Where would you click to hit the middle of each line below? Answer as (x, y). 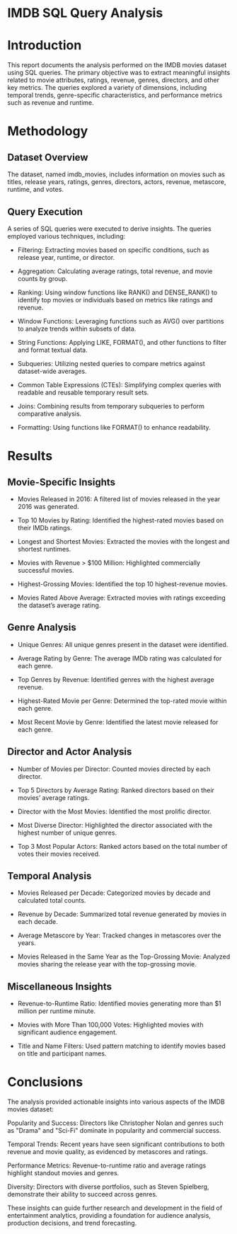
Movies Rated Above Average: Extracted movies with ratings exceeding (122, 598)
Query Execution (45, 211)
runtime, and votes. (35, 190)
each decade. (37, 922)
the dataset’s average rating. (59, 605)
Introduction (45, 46)
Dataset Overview (48, 157)
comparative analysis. (50, 413)
